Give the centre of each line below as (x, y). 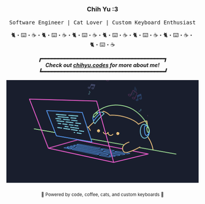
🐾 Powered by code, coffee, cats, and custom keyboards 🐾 (103, 194)
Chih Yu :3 (103, 9)
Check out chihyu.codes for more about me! (103, 65)
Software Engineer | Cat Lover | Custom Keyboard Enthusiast (103, 23)
